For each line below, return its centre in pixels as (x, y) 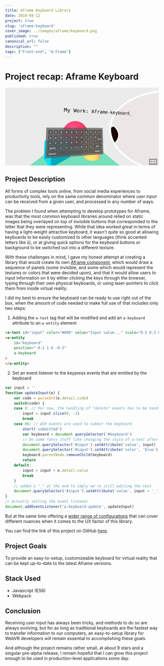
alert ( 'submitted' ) (42, 429)
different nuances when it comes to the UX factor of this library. (69, 521)
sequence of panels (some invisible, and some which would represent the (79, 267)
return (29, 460)
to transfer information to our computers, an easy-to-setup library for (74, 633)
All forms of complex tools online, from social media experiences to (73, 191)
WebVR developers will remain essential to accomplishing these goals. (76, 639)
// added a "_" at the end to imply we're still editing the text (83, 486)
